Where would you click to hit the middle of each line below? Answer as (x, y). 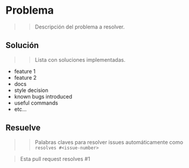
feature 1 (25, 71)
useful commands (36, 103)
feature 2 (25, 77)
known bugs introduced (43, 96)
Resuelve (23, 128)
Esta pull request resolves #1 (55, 159)
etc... (20, 109)
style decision (31, 90)
